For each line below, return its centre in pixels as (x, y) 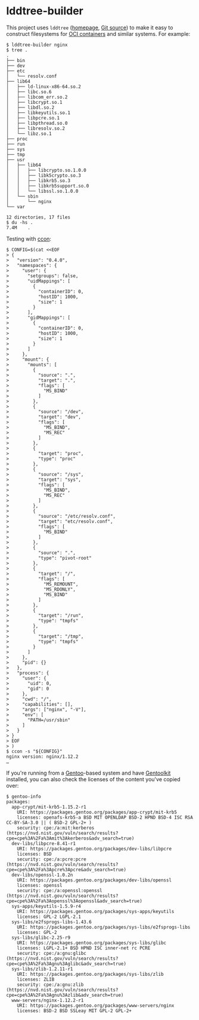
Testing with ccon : (29, 239)
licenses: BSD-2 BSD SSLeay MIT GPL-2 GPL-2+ (74, 1010)
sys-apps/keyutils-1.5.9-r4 (46, 906)
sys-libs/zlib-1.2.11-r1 (42, 969)
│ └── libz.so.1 (29, 133)
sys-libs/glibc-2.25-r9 (41, 938)
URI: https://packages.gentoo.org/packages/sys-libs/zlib (90, 974)
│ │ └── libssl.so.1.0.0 (42, 191)
